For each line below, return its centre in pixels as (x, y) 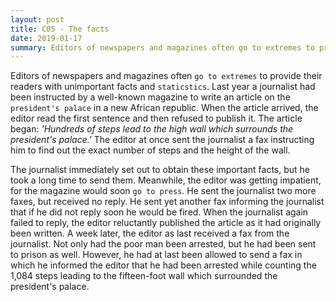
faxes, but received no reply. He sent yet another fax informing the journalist (167, 202)
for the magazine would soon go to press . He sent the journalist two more (163, 191)
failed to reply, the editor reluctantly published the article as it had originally (166, 223)
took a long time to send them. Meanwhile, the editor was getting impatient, (166, 180)
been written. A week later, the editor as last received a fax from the (150, 233)
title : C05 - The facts (60, 29)
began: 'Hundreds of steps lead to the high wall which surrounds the (152, 129)
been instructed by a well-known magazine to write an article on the (150, 97)
